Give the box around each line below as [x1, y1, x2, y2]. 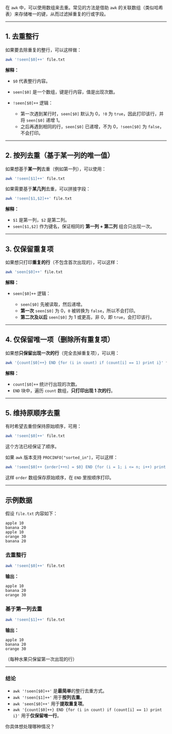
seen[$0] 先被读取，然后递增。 [20, 301, 85, 307]
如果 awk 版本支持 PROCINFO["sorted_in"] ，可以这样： [5, 454, 118, 460]
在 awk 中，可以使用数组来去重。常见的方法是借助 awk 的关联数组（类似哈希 [5, 5, 163, 10]
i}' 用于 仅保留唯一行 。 [12, 712, 62, 719]
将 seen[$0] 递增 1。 [20, 117, 63, 123]
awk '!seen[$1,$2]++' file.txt [5, 196, 72, 201]
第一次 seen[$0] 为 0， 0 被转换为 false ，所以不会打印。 [20, 307, 138, 314]
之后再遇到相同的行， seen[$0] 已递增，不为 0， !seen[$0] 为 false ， [20, 123, 164, 129]
